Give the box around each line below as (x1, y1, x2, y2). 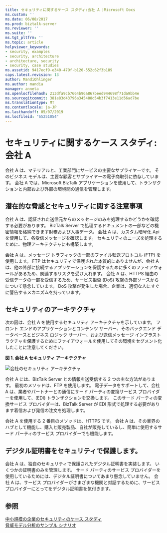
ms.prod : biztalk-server (5, 21, 57, 26)
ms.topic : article (5, 40, 43, 45)
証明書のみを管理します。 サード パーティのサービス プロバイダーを (22, 467, 161, 473)
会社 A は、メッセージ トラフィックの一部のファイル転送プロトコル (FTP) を (5, 252, 161, 258)
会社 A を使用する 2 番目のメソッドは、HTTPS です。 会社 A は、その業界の (5, 418, 161, 424)
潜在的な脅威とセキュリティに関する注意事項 (5, 202, 143, 210)
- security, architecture (5, 53, 59, 59)
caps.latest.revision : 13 (5, 72, 59, 77)
